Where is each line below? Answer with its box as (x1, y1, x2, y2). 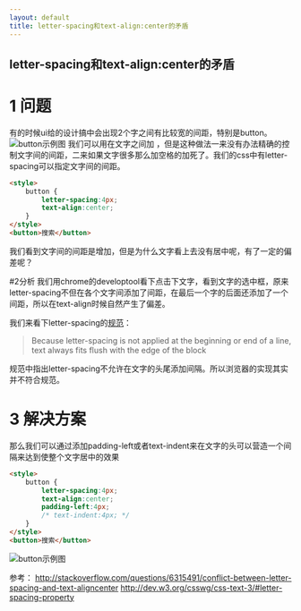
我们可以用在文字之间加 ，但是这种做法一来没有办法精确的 (67, 138, 282, 149)
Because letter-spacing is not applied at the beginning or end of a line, (30, 335, 292, 345)
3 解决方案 (9, 409, 87, 429)
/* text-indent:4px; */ (41, 511, 130, 520)
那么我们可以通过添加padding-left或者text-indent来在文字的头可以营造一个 (9, 440, 284, 451)
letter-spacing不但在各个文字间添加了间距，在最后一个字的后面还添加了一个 (9, 287, 289, 298)
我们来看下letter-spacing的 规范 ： (9, 317, 133, 327)
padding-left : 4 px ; (41, 503, 110, 512)
